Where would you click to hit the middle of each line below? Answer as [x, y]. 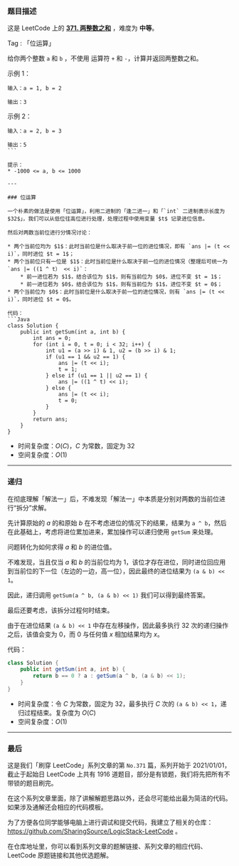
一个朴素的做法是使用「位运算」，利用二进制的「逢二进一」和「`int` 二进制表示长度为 [116, 212]
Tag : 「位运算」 [31, 43]
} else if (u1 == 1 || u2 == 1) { [96, 376]
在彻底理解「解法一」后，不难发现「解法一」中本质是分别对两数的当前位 [113, 499]
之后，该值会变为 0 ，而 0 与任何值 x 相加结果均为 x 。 [85, 634]
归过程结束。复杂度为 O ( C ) [57, 712]
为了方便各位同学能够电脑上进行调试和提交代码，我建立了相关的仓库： [110, 823]
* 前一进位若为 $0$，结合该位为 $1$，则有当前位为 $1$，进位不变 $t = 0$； [121, 284]
